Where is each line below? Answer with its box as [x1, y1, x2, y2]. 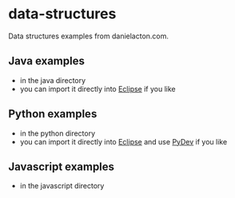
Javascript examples [8, 160, 114, 173]
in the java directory [19, 75, 86, 85]
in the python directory [19, 129, 96, 138]
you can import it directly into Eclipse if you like [19, 84, 176, 93]
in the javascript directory [19, 181, 105, 191]
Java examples [8, 54, 86, 68]
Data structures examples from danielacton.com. [8, 31, 169, 41]
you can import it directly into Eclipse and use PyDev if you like [19, 137, 228, 146]
